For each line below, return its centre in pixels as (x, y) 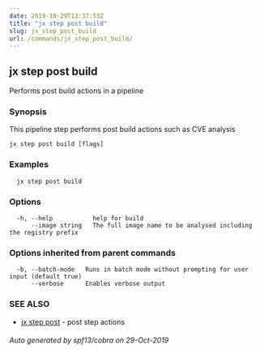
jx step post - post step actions (72, 321)
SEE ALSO (30, 304)
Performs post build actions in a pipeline (77, 91)
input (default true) (46, 277)
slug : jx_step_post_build (53, 31)
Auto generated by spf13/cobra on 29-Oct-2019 (89, 340)
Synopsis (28, 112)
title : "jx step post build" (58, 23)
